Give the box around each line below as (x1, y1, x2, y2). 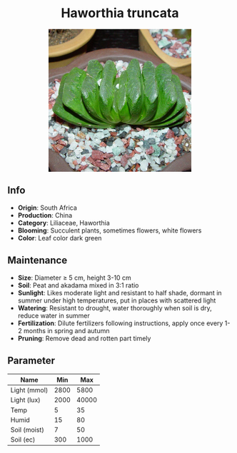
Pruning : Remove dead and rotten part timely (17, 334, 151, 342)
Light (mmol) (10, 386, 49, 395)
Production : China (17, 210, 73, 219)
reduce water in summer (17, 311, 91, 320)
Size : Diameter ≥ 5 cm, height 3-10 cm (17, 273, 132, 282)
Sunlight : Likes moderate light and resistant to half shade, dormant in (17, 288, 223, 297)
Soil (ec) (10, 435, 36, 444)
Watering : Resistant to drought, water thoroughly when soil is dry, (17, 303, 212, 312)
